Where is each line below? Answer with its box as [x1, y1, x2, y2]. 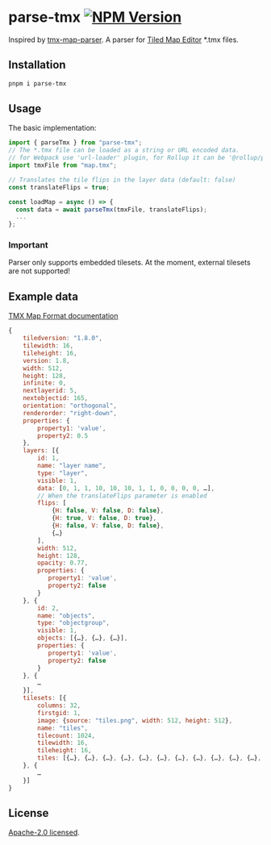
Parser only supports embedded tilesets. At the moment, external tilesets [8, 258, 252, 268]
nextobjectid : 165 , [23, 394, 89, 402]
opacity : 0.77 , [37, 559, 89, 568]
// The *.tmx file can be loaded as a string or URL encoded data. [8, 146, 240, 155]
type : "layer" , [37, 468, 89, 477]
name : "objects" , [37, 611, 95, 620]
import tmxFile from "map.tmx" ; [8, 161, 117, 169]
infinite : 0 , [23, 379, 67, 387]
